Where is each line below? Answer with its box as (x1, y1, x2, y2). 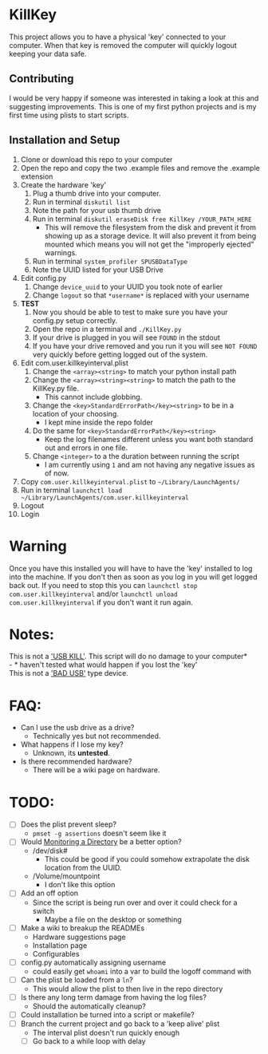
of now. (44, 468, 69, 478)
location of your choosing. (32, 409, 119, 418)
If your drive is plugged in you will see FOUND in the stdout (32, 333, 220, 342)
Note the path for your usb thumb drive (32, 205, 162, 215)
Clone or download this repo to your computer (20, 154, 173, 164)
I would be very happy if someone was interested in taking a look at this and (9, 93, 259, 103)
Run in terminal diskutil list (32, 197, 131, 207)
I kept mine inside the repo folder (44, 417, 154, 427)
